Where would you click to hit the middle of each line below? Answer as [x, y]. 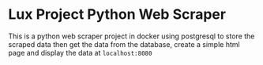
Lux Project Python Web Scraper [117, 14]
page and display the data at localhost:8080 [80, 52]
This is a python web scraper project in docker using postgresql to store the [131, 36]
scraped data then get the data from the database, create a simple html [124, 44]
